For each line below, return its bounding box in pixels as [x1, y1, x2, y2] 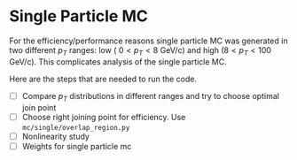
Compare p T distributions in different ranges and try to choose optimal [21, 90, 279, 103]
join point [21, 102, 57, 112]
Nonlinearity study [21, 131, 90, 141]
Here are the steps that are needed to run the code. [9, 73, 198, 84]
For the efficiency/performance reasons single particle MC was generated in [9, 35, 288, 46]
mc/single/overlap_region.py [21, 123, 130, 132]
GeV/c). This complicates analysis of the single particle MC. [9, 56, 228, 67]
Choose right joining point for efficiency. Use [21, 111, 186, 122]
